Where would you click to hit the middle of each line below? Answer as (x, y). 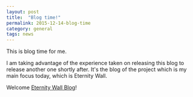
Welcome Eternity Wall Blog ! (42, 87)
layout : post (23, 12)
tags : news (20, 34)
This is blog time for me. (36, 51)
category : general (29, 29)
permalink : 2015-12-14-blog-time (49, 23)
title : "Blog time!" (34, 17)
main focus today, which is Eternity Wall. (57, 76)
